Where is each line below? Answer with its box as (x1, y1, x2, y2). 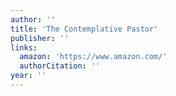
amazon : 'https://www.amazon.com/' (19, 52, 168, 62)
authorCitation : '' (19, 61, 101, 71)
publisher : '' (10, 33, 70, 43)
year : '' (10, 71, 47, 81)
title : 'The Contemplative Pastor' (10, 24, 159, 34)
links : (10, 42, 38, 53)
